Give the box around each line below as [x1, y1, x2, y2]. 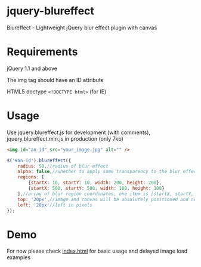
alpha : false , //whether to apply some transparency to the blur [17, 169, 181, 175]
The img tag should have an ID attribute [7, 76, 104, 83]
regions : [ [17, 174, 45, 180]
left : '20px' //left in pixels [17, 202, 93, 208]
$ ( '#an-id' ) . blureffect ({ [7, 157, 71, 163]
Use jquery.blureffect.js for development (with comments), [7, 129, 151, 136]
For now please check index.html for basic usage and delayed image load [7, 247, 188, 255]
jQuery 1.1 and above [7, 65, 57, 72]
